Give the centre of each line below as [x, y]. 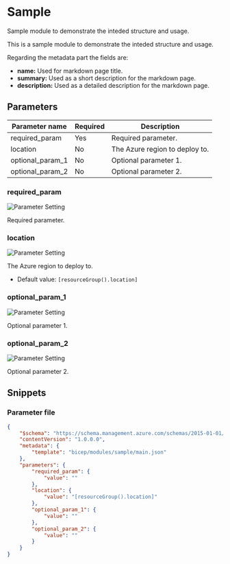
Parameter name [39, 126]
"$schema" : [35, 433]
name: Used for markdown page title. [70, 71]
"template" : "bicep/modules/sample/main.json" [99, 453]
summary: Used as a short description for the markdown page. [106, 78]
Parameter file [31, 412]
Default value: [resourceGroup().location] [77, 279]
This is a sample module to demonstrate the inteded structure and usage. [111, 44]
